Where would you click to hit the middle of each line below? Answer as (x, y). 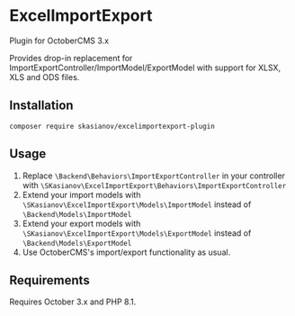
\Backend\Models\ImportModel (77, 214)
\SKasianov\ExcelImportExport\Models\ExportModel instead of (137, 233)
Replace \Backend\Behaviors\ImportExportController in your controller (154, 176)
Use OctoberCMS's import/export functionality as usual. (126, 252)
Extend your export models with (81, 223)
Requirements (49, 280)
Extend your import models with (81, 194)
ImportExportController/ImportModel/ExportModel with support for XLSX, (145, 68)
